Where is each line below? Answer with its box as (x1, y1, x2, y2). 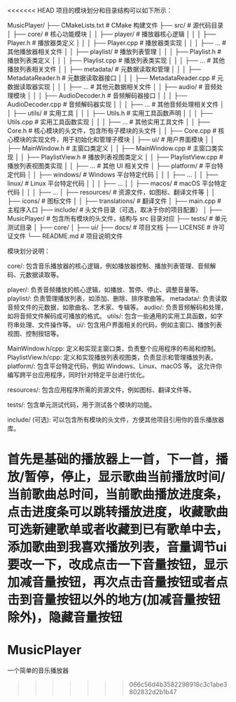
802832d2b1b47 (129, 688, 177, 696)
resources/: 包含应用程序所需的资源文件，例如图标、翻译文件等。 (7, 386, 195, 394)
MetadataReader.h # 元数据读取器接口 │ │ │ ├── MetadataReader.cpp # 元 (7, 74, 224, 82)
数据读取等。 (25, 271, 63, 279)
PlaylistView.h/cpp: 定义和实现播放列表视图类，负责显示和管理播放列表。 (7, 353, 217, 361)
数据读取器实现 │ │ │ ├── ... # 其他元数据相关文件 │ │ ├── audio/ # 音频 (7, 83, 217, 91)
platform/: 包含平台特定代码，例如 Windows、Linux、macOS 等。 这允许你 (7, 362, 223, 370)
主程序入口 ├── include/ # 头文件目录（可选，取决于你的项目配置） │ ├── (7, 206, 222, 214)
